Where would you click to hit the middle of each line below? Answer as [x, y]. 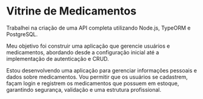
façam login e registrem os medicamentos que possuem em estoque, [93, 83]
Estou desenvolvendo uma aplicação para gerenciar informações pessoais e [101, 70]
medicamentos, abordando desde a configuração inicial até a [83, 52]
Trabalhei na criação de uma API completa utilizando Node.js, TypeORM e [98, 28]
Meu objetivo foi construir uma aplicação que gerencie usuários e [88, 46]
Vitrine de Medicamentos [72, 11]
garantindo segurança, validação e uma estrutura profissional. [84, 89]
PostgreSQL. [22, 34]
